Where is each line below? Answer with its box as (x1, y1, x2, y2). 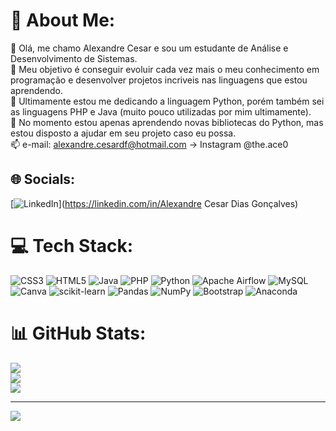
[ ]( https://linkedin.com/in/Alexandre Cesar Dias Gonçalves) (10, 197, 299, 209)
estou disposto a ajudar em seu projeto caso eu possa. (10, 127, 237, 139)
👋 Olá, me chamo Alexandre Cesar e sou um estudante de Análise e (10, 42, 289, 54)
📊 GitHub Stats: (10, 322, 147, 344)
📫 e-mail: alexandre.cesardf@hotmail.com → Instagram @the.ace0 (10, 138, 289, 150)
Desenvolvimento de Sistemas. (10, 52, 138, 64)
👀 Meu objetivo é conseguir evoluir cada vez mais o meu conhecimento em (10, 63, 320, 75)
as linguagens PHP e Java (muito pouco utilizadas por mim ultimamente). (10, 105, 312, 118)
